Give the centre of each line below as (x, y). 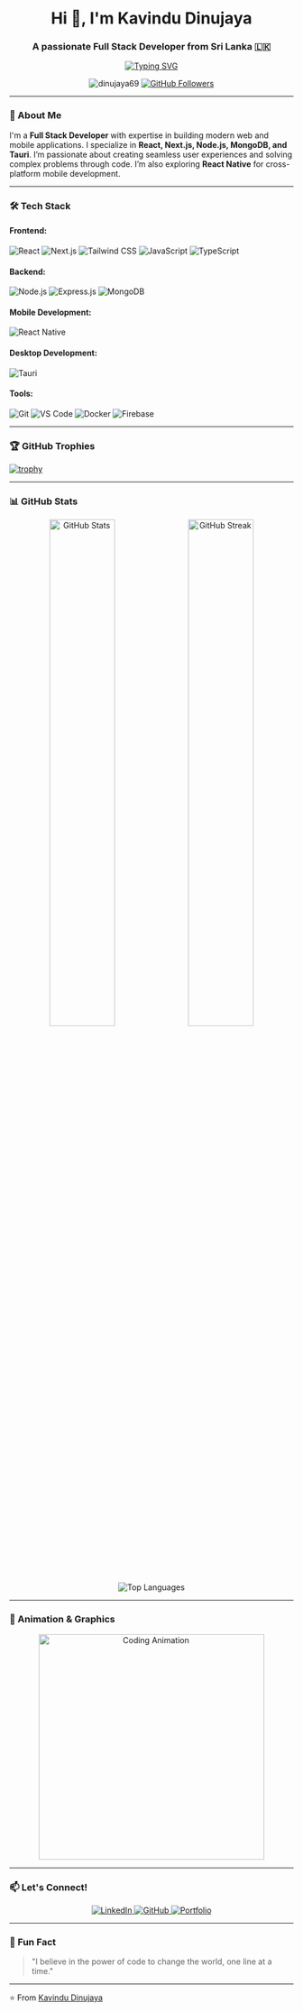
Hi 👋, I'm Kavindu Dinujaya (151, 18)
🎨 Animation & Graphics (62, 1620)
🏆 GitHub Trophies (52, 446)
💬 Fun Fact (33, 1942)
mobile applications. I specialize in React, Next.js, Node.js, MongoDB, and (148, 144)
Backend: (28, 271)
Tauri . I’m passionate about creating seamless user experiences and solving (151, 154)
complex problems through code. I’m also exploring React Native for (137, 164)
